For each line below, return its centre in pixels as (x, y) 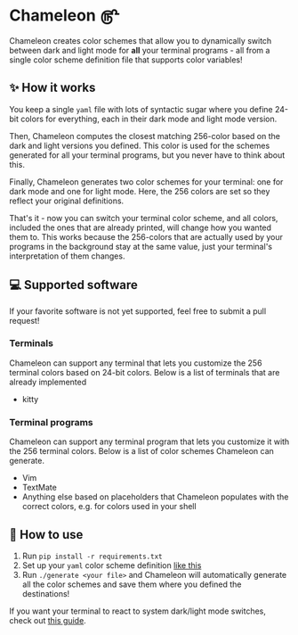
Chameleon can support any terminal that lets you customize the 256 (136, 363)
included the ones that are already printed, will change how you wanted (141, 227)
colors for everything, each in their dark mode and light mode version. (149, 119)
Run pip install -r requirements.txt (92, 556)
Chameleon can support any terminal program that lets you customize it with (149, 441)
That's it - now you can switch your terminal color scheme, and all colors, (144, 218)
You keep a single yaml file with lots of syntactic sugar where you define (141, 109)
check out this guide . (48, 620)
